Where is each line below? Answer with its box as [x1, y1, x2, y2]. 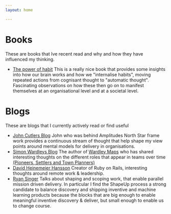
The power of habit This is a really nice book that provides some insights [12, 66, 166, 72]
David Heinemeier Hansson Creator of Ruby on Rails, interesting [12, 165, 148, 171]
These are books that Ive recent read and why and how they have [5, 50, 143, 57]
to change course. [12, 202, 52, 209]
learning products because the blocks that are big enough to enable [12, 192, 156, 198]
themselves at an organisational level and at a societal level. [12, 88, 139, 94]
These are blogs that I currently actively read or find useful [5, 122, 129, 128]
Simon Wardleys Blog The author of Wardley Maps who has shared [12, 148, 154, 154]
